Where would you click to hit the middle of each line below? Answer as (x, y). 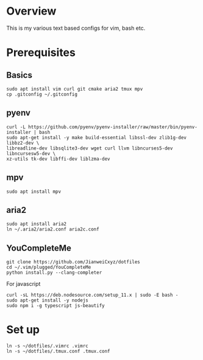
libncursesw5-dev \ (31, 153)
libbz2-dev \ (23, 143)
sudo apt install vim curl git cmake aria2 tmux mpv (75, 89)
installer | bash (28, 132)
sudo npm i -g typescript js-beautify (55, 306)
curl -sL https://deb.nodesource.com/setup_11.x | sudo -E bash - (92, 295)
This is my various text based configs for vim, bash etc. (76, 28)
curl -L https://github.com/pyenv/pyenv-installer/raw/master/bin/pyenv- (102, 127)
